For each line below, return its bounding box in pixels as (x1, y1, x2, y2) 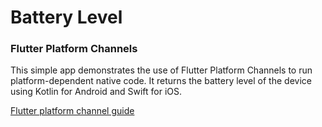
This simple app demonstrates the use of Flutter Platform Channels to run (10, 64, 313, 76)
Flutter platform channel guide (10, 105, 135, 117)
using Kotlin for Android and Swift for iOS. (10, 86, 183, 98)
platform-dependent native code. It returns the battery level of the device (10, 75, 312, 87)
